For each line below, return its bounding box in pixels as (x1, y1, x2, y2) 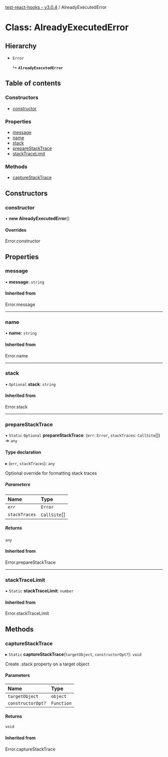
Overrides (5, 227, 26, 233)
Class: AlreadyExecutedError (5, 22, 129, 33)
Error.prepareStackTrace (5, 559, 56, 565)
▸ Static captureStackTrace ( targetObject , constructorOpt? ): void (5, 651, 141, 657)
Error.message (5, 301, 35, 307)
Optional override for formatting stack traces (5, 470, 97, 476)
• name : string (5, 330, 37, 336)
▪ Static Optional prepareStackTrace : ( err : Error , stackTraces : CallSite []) (5, 433, 160, 439)
